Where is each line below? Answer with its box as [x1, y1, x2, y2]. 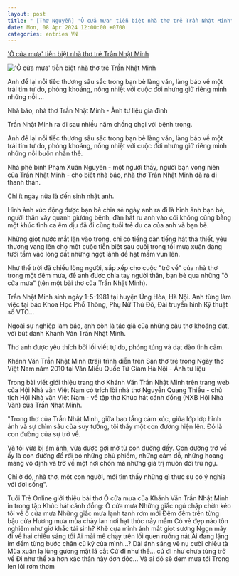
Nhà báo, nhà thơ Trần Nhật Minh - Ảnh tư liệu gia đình [7, 106, 169, 115]
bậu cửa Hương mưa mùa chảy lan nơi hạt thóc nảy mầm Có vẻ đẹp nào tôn [7, 517, 229, 525]
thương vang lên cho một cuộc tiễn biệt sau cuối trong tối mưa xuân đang [7, 242, 223, 251]
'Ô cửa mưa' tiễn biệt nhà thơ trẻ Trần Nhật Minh [7, 50, 149, 58]
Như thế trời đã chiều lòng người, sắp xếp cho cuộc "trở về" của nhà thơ [7, 264, 218, 272]
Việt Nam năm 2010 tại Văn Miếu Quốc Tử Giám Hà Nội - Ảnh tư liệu [7, 364, 206, 373]
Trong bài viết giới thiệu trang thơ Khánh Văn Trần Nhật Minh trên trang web [7, 379, 230, 387]
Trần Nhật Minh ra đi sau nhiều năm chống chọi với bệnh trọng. [7, 120, 193, 129]
